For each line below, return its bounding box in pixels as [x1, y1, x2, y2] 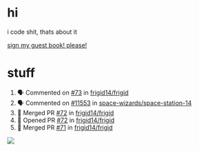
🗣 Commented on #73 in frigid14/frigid [17, 88, 129, 97]
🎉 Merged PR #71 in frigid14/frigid [17, 123, 113, 132]
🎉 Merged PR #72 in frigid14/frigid [17, 108, 114, 117]
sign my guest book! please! [7, 41, 87, 49]
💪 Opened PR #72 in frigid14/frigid [17, 116, 115, 124]
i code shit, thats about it [7, 28, 78, 36]
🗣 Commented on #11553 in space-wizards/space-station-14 [17, 99, 192, 107]
